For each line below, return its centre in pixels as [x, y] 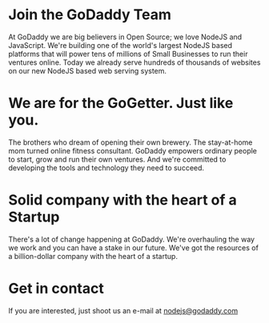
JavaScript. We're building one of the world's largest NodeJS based [120, 45]
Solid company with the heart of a [123, 200]
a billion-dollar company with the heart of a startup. [93, 256]
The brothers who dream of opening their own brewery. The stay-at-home [130, 142]
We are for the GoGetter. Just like [121, 104]
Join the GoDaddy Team [90, 15]
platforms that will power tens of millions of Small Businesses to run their [128, 54]
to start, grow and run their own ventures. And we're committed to [117, 159]
